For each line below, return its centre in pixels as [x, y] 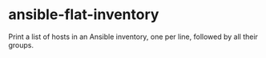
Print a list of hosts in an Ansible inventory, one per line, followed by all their [133, 37]
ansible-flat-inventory [84, 15]
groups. [21, 44]
